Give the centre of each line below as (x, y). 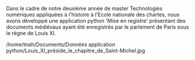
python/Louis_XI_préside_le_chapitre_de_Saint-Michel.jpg (76, 51)
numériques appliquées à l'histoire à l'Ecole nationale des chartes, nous (93, 15)
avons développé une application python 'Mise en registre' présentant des (96, 21)
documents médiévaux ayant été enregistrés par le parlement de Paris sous (97, 27)
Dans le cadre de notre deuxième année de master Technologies (84, 8)
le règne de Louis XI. (31, 33)
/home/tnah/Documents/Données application (61, 44)
